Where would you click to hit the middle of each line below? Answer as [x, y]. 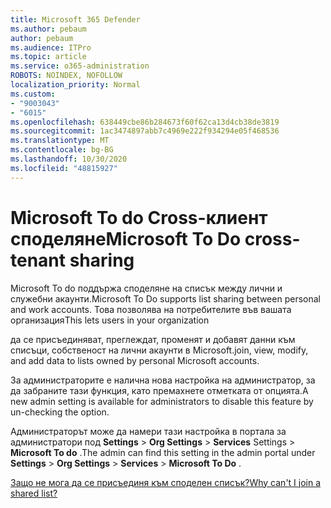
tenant [38, 260]
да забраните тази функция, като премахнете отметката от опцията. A [159, 390]
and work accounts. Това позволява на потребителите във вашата [151, 309]
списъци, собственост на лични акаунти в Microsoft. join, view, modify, [159, 350]
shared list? [34, 493]
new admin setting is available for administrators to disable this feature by [162, 401]
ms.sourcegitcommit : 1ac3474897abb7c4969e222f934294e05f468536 [145, 131]
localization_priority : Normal [75, 85]
